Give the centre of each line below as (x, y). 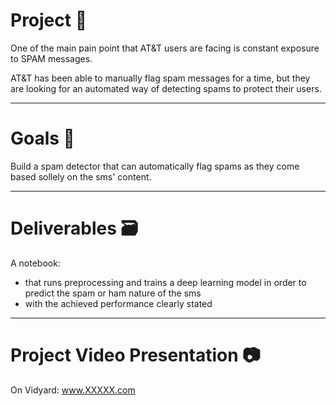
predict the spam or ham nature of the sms (113, 293)
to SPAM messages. (51, 58)
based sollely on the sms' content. (81, 176)
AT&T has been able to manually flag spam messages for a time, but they (160, 78)
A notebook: (35, 263)
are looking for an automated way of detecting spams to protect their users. (166, 88)
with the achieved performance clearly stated (118, 303)
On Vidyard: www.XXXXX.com (73, 390)
